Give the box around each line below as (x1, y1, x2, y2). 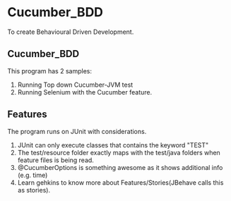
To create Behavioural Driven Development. (7, 28, 134, 36)
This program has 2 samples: (7, 66, 92, 75)
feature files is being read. (17, 156, 94, 164)
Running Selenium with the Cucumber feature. (17, 87, 153, 96)
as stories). (17, 185, 51, 194)
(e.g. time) (17, 171, 48, 179)
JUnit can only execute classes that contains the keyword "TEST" (17, 140, 209, 149)
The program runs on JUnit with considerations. (7, 127, 147, 135)
